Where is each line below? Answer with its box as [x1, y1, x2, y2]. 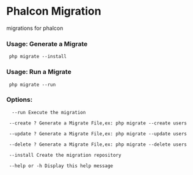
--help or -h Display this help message [9, 163, 114, 169]
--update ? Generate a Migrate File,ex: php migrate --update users [9, 130, 188, 137]
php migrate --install [9, 54, 67, 60]
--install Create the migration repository [9, 152, 122, 158]
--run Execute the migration [12, 109, 86, 115]
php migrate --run [9, 81, 56, 88]
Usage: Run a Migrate [6, 68, 71, 76]
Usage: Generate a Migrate [6, 40, 88, 48]
